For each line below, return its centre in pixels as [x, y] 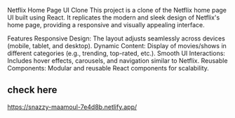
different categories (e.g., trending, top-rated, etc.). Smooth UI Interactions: [116, 53]
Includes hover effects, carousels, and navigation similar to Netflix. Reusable [117, 61]
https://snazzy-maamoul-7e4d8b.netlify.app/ [72, 107]
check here [32, 90]
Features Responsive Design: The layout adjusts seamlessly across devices [116, 38]
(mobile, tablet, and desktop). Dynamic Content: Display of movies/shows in [117, 46]
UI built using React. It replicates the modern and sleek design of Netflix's [114, 17]
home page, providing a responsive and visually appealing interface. [106, 25]
